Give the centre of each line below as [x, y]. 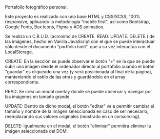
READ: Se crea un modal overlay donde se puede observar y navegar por [79, 91]
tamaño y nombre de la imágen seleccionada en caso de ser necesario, [77, 111]
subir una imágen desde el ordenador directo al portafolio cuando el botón [80, 66]
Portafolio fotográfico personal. [37, 7]
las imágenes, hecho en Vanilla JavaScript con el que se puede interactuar [80, 41]
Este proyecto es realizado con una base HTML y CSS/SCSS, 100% [73, 16]
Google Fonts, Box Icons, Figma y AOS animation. [55, 27]
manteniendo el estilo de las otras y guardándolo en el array [65, 77]
